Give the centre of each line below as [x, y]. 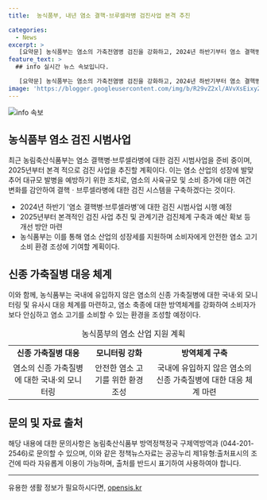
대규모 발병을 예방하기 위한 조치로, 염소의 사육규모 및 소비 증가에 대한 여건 [137, 180]
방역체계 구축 [205, 353]
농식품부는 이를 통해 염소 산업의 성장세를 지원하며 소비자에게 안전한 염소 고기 [139, 237]
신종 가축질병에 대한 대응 [200, 380]
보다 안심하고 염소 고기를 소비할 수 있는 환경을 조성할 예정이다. [104, 315]
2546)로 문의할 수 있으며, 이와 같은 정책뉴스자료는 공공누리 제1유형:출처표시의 [129, 453]
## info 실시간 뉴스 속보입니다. [62, 67]
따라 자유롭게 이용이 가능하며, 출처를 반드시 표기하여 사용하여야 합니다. [132, 463]
